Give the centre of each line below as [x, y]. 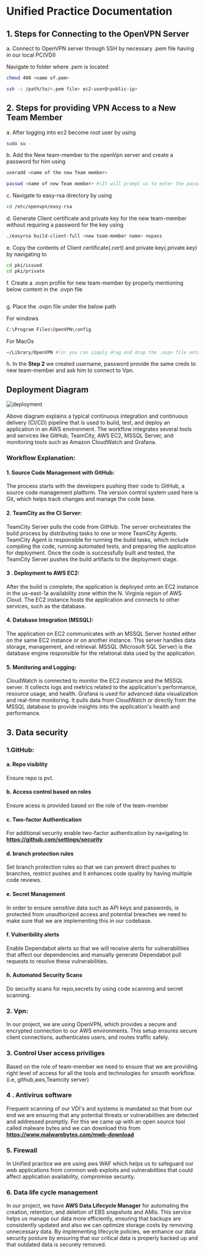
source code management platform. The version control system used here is [103, 492]
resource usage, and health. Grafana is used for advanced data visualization [102, 694]
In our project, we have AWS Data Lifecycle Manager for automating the [98, 1206]
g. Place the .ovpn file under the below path [61, 306]
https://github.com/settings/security [55, 840]
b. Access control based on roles [49, 792]
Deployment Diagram [48, 389]
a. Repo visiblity [27, 764]
